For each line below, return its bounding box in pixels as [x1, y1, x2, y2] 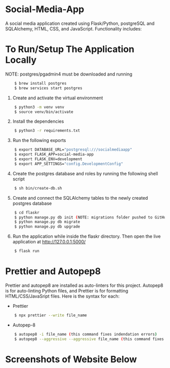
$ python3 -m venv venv [14, 104, 65, 109]
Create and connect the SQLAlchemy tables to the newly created [12, 195, 148, 201]
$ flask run [14, 248, 39, 254]
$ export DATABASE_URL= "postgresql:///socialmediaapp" [14, 147, 133, 153]
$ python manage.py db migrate [14, 219, 80, 225]
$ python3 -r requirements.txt [14, 128, 80, 133]
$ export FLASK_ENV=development [14, 157, 82, 162]
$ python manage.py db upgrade [14, 224, 80, 229]
